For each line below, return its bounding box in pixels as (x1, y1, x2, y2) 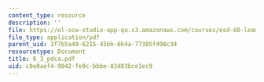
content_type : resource (8, 11, 86, 20)
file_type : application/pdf (8, 33, 101, 41)
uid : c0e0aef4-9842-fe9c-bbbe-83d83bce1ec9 (8, 62, 153, 70)
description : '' (8, 19, 61, 27)
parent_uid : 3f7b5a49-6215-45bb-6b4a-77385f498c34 (8, 41, 178, 48)
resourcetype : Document (8, 48, 86, 55)
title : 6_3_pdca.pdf (8, 55, 76, 63)
